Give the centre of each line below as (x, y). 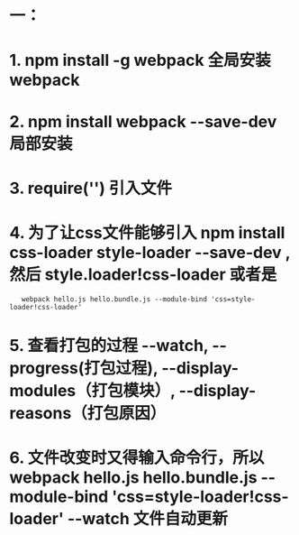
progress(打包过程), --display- (124, 368)
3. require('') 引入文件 (91, 188)
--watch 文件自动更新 (147, 519)
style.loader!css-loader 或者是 (161, 274)
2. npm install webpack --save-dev (143, 121)
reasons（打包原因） (88, 413)
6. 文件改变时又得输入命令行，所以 (137, 458)
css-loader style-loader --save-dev (145, 252)
